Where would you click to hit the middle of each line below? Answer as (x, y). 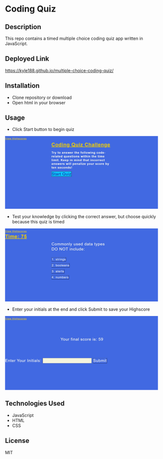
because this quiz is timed (38, 222)
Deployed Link (27, 59)
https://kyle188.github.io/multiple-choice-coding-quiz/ (59, 70)
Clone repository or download (42, 97)
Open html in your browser (39, 102)
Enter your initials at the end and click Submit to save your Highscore (81, 309)
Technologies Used (35, 404)
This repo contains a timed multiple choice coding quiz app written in (74, 38)
